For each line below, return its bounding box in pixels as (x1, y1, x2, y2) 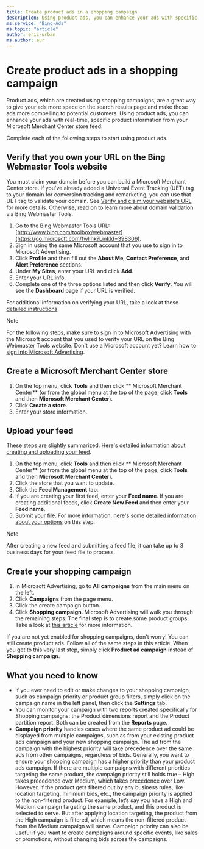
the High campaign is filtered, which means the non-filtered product (15, 816, 186, 823)
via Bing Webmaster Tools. (6, 210, 74, 217)
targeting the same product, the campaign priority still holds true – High (15, 771, 195, 778)
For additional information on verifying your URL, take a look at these (6, 298, 179, 306)
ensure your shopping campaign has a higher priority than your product (15, 758, 195, 765)
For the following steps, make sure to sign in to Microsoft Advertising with (6, 329, 191, 336)
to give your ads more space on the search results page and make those (6, 103, 188, 110)
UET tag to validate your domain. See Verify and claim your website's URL (6, 197, 192, 204)
